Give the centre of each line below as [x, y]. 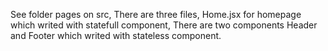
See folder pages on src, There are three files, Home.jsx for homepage [156, 14]
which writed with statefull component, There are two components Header [164, 25]
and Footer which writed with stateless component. [116, 35]
